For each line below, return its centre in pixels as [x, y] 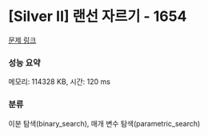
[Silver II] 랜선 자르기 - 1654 [98, 16]
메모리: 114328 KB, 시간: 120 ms [59, 82]
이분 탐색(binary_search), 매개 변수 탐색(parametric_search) [104, 123]
